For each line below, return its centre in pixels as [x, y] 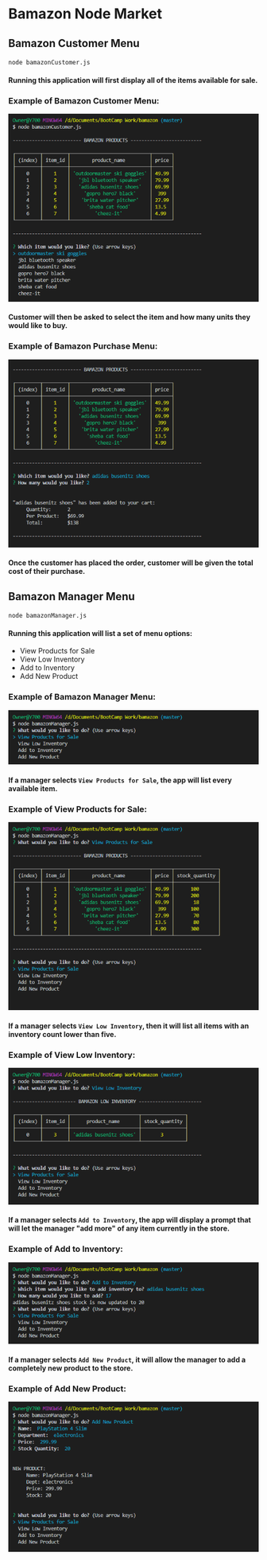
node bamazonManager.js [48, 616]
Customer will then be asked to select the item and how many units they [130, 317]
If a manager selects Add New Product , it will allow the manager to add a [127, 1359]
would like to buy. [38, 326]
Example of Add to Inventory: [66, 1249]
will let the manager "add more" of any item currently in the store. [119, 1228]
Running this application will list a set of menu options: [101, 633]
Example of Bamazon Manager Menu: [82, 697]
